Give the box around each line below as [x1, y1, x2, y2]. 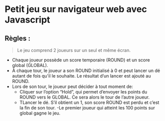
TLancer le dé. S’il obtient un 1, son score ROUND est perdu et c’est [19, 99, 159, 105]
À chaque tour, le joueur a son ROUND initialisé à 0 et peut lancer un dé [12, 67, 160, 73]
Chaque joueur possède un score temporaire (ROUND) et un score [12, 57, 150, 63]
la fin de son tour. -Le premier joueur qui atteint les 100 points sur [19, 105, 155, 110]
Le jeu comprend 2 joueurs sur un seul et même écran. [17, 47, 131, 53]
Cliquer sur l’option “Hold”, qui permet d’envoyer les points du [19, 89, 147, 94]
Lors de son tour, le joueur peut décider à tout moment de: [12, 83, 133, 89]
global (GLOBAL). [12, 62, 48, 68]
